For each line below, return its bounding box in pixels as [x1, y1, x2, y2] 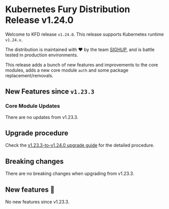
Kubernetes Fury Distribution [5, 4, 131, 15]
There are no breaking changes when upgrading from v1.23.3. [5, 170, 135, 176]
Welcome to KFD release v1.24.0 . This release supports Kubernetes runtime [5, 31, 164, 37]
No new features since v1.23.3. [5, 199, 70, 205]
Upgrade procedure [5, 129, 68, 138]
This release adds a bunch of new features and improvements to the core [5, 62, 158, 68]
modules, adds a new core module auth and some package [5, 67, 129, 73]
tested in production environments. [5, 52, 78, 58]
